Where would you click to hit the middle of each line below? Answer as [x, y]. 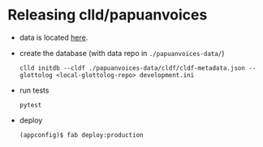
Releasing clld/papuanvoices [108, 15]
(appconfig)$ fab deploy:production [81, 135]
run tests [34, 90]
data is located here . [54, 37]
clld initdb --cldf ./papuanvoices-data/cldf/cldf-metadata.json [132, 68]
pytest [30, 105]
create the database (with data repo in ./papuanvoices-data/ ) [122, 53]
